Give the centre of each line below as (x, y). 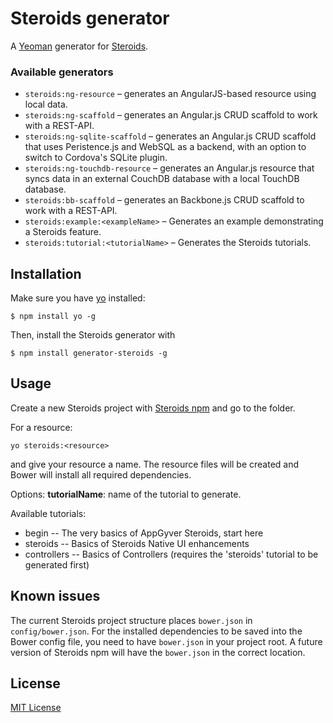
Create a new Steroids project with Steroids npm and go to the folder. (153, 408)
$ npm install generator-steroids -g (89, 353)
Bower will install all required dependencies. (101, 474)
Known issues (55, 596)
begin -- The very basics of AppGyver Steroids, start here (144, 533)
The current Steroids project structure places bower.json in (131, 620)
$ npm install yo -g (53, 317)
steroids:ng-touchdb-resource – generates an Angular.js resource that (169, 168)
